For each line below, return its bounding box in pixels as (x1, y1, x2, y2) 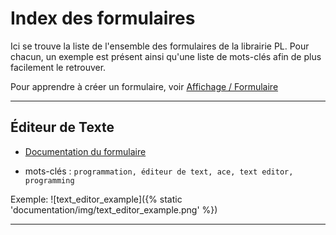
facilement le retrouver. (10, 61, 107, 73)
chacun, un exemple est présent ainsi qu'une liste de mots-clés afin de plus (10, 50, 322, 62)
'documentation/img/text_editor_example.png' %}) (10, 203, 218, 216)
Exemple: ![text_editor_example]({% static (10, 193, 183, 205)
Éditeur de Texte (10, 119, 115, 136)
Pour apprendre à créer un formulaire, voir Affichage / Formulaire (10, 80, 279, 92)
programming (24, 175, 75, 186)
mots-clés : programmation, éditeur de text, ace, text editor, (24, 165, 294, 177)
